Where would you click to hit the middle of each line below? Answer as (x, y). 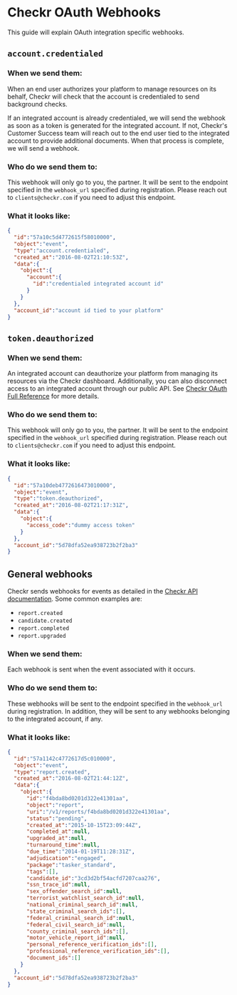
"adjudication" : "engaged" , (66, 858)
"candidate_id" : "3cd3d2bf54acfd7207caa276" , (93, 878)
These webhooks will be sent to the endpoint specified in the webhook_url (115, 704)
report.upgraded (42, 636)
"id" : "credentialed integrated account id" (98, 284)
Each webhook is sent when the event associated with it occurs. (101, 669)
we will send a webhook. (43, 148)
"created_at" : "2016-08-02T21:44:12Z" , (72, 779)
